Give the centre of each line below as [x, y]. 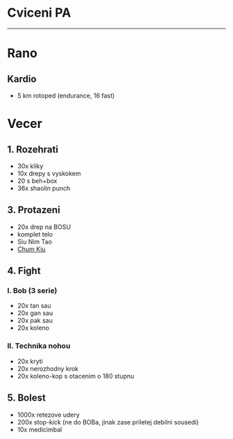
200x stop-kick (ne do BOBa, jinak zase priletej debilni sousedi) [108, 422]
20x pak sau [35, 321]
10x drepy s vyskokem [49, 173]
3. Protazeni [34, 210]
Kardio [22, 79]
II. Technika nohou [39, 346]
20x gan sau [35, 313]
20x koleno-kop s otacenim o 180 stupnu [76, 376]
